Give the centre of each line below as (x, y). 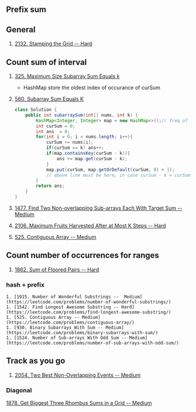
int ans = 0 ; (53, 131)
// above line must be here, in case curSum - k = (109, 175)
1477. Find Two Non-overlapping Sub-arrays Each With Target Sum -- (98, 208)
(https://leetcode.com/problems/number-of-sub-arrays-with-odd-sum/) (93, 343)
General (21, 30)
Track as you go (36, 361)
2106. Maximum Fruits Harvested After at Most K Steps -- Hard (90, 226)
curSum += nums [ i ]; (70, 142)
